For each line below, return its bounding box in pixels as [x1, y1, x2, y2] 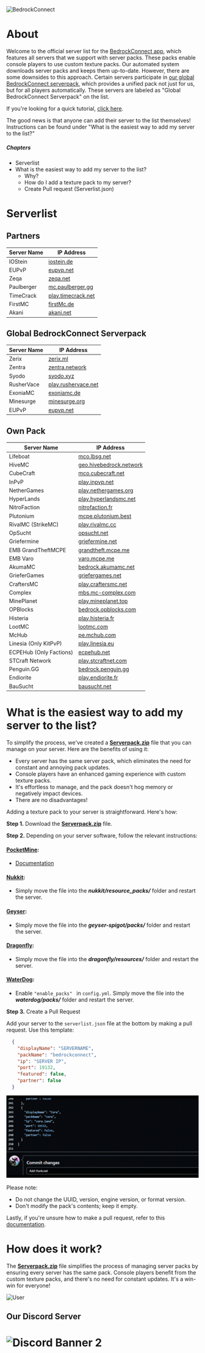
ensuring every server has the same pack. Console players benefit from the [6, 1269, 196, 1276]
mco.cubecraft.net [78, 470, 125, 477]
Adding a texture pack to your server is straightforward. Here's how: [6, 808, 178, 815]
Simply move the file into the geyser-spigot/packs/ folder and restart [15, 921, 190, 929]
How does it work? [6, 1242, 103, 1256]
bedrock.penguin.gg [78, 665, 129, 673]
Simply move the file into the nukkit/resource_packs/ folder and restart [15, 887, 196, 894]
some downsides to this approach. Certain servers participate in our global [6, 73, 195, 81]
